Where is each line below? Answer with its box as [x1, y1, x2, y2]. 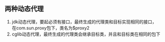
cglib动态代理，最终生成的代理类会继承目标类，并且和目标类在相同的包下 [11, 31, 161, 37]
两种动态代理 [4, 4, 44, 13]
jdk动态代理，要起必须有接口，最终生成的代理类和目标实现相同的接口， [11, 19, 157, 25]
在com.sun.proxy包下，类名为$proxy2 [11, 25, 90, 31]
